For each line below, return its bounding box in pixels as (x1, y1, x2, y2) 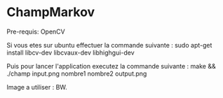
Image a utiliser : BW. (6, 83, 67, 91)
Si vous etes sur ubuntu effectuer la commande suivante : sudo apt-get (6, 41, 212, 49)
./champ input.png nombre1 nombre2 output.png (6, 69, 147, 78)
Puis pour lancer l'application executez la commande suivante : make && (6, 62, 216, 70)
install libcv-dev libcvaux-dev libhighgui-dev (6, 48, 135, 57)
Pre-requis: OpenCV (6, 27, 65, 36)
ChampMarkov (6, 4, 95, 20)
